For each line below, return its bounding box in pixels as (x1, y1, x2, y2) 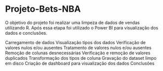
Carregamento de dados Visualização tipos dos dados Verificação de (5, 39, 146, 45)
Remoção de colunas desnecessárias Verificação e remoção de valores (5, 50, 151, 56)
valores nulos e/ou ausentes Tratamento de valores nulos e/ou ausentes (5, 45, 152, 50)
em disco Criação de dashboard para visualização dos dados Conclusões (5, 60, 155, 66)
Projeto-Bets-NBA (5, 3, 81, 15)
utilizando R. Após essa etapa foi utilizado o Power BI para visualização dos (5, 24, 159, 30)
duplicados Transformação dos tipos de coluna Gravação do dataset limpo (5, 55, 157, 61)
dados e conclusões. (5, 30, 48, 36)
